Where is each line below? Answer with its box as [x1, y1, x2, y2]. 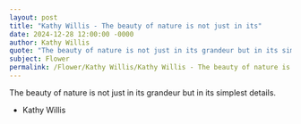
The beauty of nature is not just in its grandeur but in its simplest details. [9, 87, 276, 98]
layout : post [9, 12, 58, 22]
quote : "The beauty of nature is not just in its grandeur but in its [9, 46, 279, 55]
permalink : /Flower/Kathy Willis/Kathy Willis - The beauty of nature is [9, 63, 291, 72]
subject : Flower [9, 54, 70, 63]
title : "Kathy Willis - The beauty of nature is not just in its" [9, 21, 262, 30]
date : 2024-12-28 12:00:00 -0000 [9, 29, 134, 38]
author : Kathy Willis [9, 37, 90, 47]
